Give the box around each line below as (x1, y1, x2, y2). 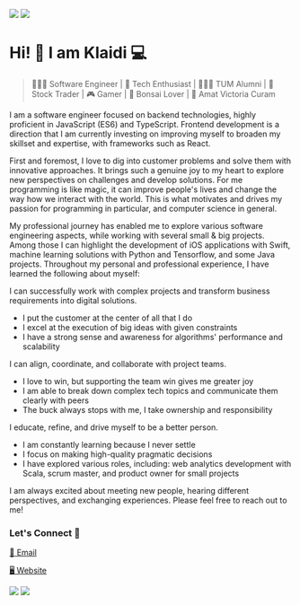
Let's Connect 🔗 (9, 526, 81, 539)
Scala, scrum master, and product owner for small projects (22, 468, 240, 478)
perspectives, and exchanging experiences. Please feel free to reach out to (9, 495, 287, 505)
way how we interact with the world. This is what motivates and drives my (9, 193, 283, 204)
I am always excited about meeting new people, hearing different (9, 485, 250, 495)
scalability (22, 341, 60, 352)
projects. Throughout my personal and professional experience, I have (9, 259, 269, 269)
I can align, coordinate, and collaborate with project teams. (9, 358, 227, 369)
